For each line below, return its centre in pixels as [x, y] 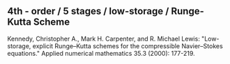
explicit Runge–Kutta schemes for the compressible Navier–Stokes [128, 46]
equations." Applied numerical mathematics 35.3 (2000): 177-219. [101, 53]
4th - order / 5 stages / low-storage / [88, 11]
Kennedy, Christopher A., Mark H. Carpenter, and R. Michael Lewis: [103, 39]
